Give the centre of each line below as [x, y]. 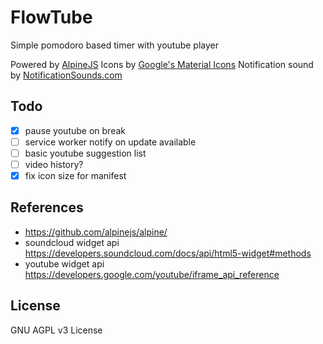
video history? [54, 164]
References [47, 207]
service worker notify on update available [110, 142]
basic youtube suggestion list [85, 153]
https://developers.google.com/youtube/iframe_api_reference [152, 274]
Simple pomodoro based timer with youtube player [114, 45]
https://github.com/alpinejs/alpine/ [96, 232]
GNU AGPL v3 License [56, 330]
